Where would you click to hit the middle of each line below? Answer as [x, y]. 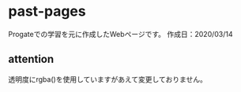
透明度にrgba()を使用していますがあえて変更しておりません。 [108, 79]
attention [31, 59]
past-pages [47, 11]
